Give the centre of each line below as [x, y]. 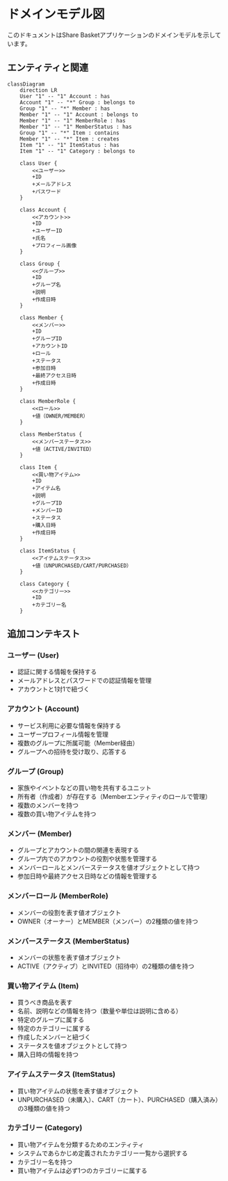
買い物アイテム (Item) [43, 985]
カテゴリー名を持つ [45, 1162]
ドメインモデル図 [56, 14]
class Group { [40, 264]
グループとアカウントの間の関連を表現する [78, 850]
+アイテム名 [47, 488]
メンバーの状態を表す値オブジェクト [69, 957]
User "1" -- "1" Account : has [65, 96]
